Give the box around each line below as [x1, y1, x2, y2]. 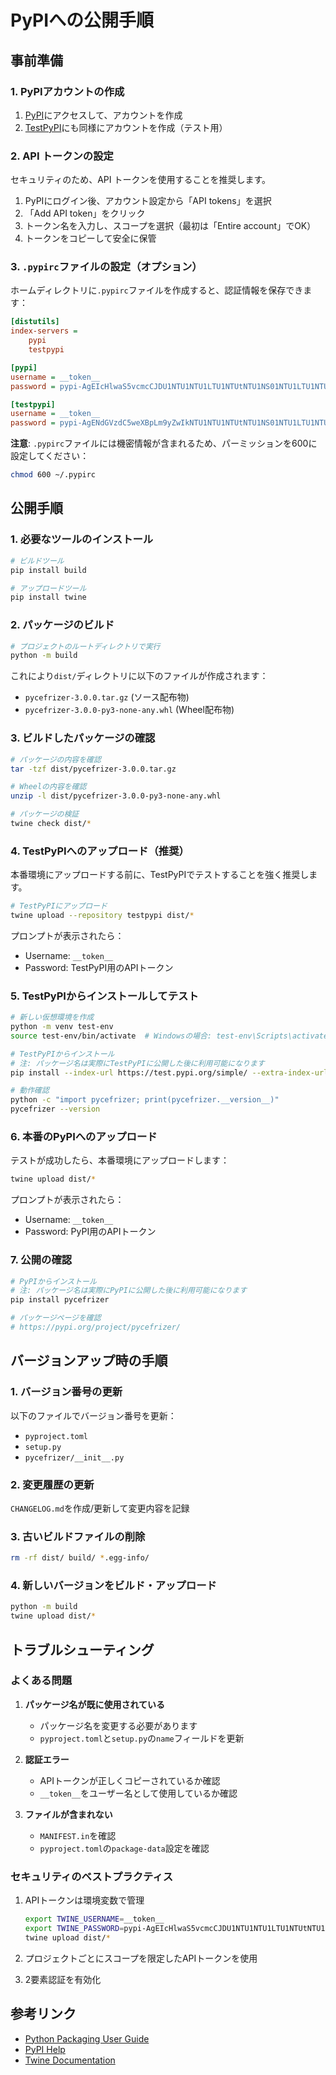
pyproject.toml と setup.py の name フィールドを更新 [39, 1732, 245, 1744]
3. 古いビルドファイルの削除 [10, 1529, 146, 1543]
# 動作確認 [10, 1086, 50, 1096]
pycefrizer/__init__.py [24, 1452, 125, 1463]
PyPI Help [24, 2043, 66, 2055]
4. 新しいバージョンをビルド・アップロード [10, 1579, 217, 1593]
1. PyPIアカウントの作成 [10, 84, 125, 98]
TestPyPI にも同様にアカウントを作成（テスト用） [24, 121, 228, 133]
